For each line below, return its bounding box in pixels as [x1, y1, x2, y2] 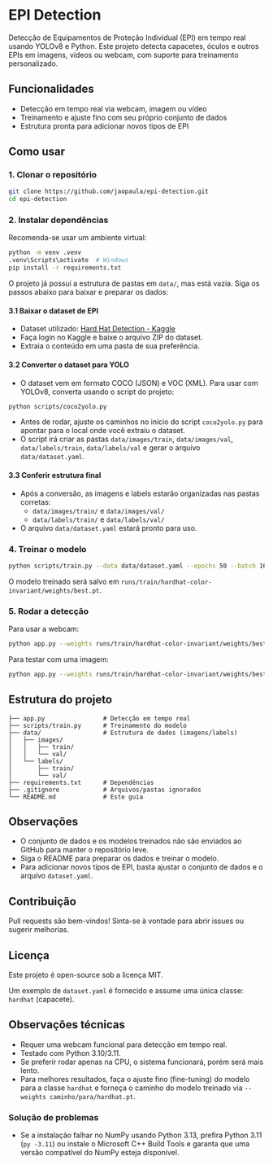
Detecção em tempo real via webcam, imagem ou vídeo [19, 103, 207, 113]
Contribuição [8, 894, 77, 909]
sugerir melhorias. [8, 925, 69, 935]
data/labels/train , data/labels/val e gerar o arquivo [19, 443, 201, 453]
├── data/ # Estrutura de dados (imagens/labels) [8, 729, 238, 737]
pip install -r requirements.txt [8, 264, 122, 272]
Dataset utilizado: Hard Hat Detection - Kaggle [19, 324, 176, 334]
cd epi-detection [8, 195, 67, 204]
